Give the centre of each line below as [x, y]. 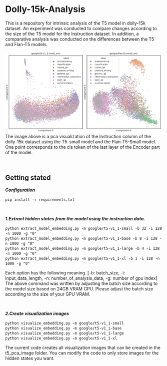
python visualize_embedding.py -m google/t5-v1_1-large [64, 333]
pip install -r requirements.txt [40, 200]
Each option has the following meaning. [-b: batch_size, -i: [65, 273]
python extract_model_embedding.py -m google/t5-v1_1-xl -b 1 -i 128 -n [82, 258]
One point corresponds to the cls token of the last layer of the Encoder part [82, 147]
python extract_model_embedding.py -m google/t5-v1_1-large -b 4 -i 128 [82, 248]
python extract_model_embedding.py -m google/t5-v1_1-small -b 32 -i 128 [84, 228]
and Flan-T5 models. [26, 44]
